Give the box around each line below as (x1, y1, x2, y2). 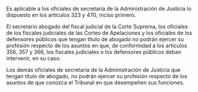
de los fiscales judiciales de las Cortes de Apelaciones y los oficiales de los (6, 29, 193, 36)
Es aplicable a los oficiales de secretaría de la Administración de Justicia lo (6, 5, 192, 12)
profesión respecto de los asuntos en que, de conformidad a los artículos (6, 42, 187, 49)
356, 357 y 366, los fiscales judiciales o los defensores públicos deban (6, 48, 182, 56)
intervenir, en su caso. (6, 55, 61, 62)
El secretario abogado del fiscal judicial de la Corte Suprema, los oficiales (6, 23, 188, 30)
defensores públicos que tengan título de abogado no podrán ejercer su (6, 36, 184, 42)
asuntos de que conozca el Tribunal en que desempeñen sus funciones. (6, 79, 185, 86)
